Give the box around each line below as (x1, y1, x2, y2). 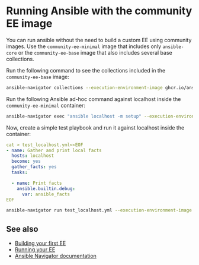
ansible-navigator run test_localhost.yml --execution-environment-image (6, 207, 192, 213)
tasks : (11, 169, 28, 176)
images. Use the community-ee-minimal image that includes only (6, 43, 162, 50)
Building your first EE (14, 239, 66, 247)
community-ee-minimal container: (6, 102, 86, 109)
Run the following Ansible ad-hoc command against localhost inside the (6, 95, 181, 102)
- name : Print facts (11, 180, 62, 186)
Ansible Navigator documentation (14, 253, 97, 260)
